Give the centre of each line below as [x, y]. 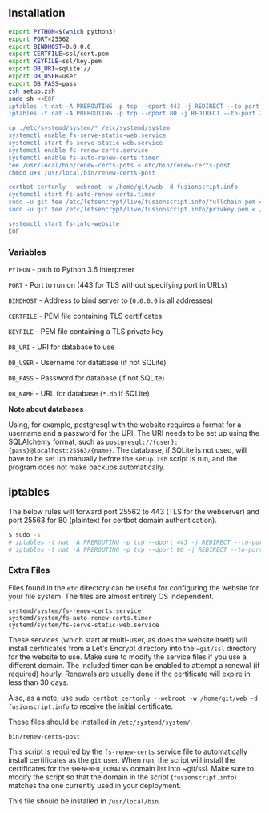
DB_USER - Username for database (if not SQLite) [87, 362]
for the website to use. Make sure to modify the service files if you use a [127, 657]
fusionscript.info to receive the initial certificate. [91, 706]
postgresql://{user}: [142, 442]
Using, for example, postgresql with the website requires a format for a [125, 425]
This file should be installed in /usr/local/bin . [84, 801]
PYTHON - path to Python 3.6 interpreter [71, 269]
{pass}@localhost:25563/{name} [60, 451]
